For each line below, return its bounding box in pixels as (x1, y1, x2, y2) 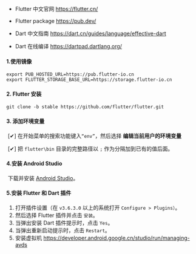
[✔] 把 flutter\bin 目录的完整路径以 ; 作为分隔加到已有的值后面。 (7, 145, 174, 152)
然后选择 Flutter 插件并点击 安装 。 (15, 212, 98, 219)
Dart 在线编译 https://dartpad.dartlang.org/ (15, 43, 123, 50)
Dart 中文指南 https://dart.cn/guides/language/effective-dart (15, 30, 166, 37)
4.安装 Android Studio (6, 160, 63, 168)
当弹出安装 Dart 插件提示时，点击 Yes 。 (15, 220, 113, 227)
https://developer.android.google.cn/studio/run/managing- (43, 235, 190, 242)
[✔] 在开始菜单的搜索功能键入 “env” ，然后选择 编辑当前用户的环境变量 (7, 132, 182, 139)
